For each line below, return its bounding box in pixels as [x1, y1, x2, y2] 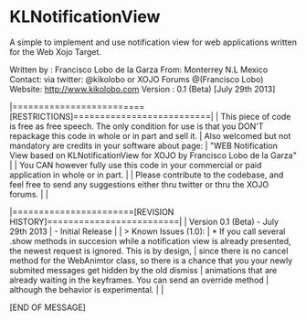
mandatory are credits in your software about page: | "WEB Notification [9, 140, 279, 151]
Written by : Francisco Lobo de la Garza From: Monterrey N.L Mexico [9, 64, 269, 75]
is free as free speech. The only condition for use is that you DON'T [9, 121, 264, 132]
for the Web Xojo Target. [9, 46, 102, 57]
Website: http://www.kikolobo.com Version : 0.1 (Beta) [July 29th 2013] [9, 83, 276, 94]
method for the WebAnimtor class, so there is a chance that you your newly [9, 254, 293, 266]
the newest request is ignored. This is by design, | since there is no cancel [9, 245, 289, 256]
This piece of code [220, 111, 291, 122]
